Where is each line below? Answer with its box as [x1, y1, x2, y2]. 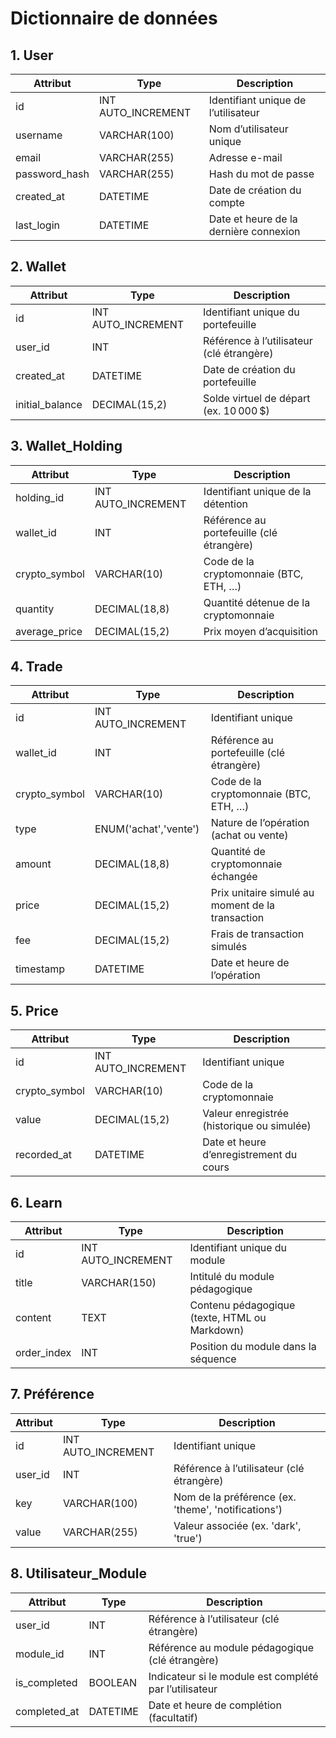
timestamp [15, 962, 66, 976]
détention [203, 497, 248, 511]
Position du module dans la [189, 1340, 317, 1354]
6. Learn [10, 1194, 63, 1211]
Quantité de [210, 845, 266, 859]
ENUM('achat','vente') [94, 822, 200, 836]
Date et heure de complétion [148, 1698, 282, 1712]
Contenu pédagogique [189, 1298, 296, 1312]
